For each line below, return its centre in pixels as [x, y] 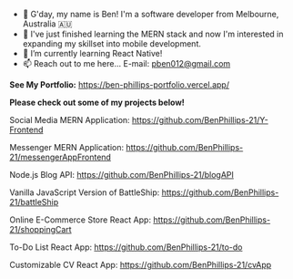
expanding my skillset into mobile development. [112, 44]
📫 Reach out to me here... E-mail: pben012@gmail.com [126, 63]
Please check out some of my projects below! [97, 102]
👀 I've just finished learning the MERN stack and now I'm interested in [153, 34]
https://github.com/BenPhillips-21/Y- [200, 120]
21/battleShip [34, 202]
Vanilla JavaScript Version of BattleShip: [85, 192]
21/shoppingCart [40, 229]
